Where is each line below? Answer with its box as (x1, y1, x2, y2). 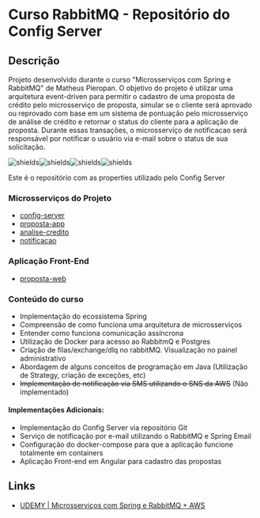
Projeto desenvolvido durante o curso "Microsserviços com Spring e (8, 75, 232, 84)
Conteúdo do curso (8, 293, 85, 304)
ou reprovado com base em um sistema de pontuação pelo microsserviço (8, 109, 249, 118)
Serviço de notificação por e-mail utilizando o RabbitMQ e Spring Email (19, 432, 251, 441)
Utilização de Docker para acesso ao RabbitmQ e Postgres (19, 337, 211, 346)
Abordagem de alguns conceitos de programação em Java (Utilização (19, 362, 248, 371)
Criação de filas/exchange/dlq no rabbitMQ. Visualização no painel (19, 345, 238, 354)
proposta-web (19, 273, 67, 283)
